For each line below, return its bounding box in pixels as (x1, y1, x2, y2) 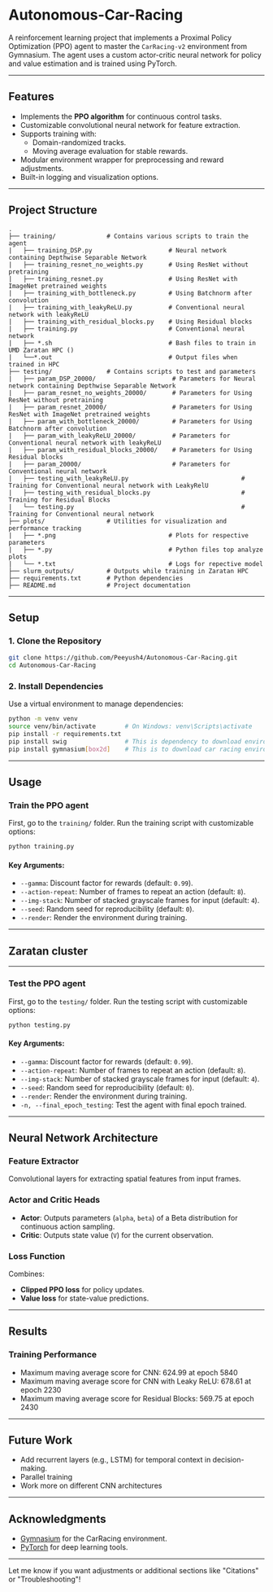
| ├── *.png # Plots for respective (8, 531, 249, 539)
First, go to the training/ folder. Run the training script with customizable (8, 818, 254, 828)
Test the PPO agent (8, 978, 86, 989)
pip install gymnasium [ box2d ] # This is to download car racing (8, 745, 242, 753)
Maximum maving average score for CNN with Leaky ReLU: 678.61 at (19, 1376, 252, 1386)
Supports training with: (19, 129, 97, 138)
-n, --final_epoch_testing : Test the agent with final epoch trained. (19, 1099, 247, 1109)
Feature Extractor (8, 1155, 80, 1166)
